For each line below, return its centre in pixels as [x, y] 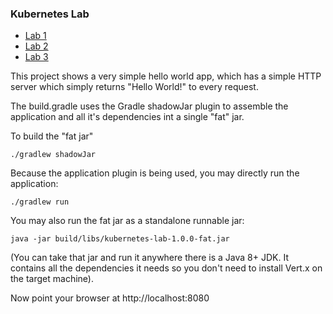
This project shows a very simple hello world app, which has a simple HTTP [166, 76]
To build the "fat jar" [52, 136]
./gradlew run [40, 202]
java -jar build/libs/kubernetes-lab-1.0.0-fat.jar [120, 239]
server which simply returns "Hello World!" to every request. [134, 87]
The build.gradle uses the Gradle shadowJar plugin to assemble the [149, 106]
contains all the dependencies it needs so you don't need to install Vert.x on [166, 268]
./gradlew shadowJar [53, 155]
